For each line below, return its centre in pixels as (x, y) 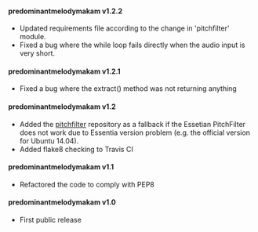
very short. (37, 53)
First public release (51, 220)
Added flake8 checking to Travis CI (76, 149)
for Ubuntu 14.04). (49, 140)
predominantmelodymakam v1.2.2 (65, 11)
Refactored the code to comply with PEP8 (87, 184)
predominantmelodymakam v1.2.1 (64, 71)
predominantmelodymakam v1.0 (62, 202)
